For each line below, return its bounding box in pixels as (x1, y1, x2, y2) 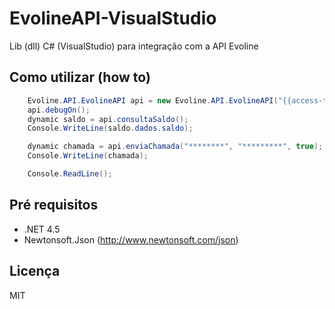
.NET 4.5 (23, 223, 61, 235)
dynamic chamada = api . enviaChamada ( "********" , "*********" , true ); (27, 142, 324, 152)
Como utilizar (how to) (9, 69, 151, 86)
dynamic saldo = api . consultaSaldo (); (27, 114, 189, 124)
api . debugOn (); (27, 105, 91, 115)
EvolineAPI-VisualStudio (9, 7, 217, 30)
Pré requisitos (9, 197, 99, 214)
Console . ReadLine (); (27, 169, 113, 179)
